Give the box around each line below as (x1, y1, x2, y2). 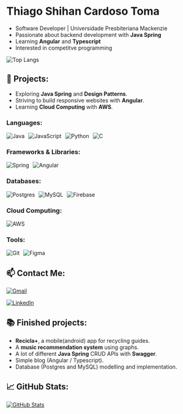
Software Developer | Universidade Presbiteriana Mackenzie (15, 25, 168, 32)
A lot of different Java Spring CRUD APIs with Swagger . (15, 350, 157, 357)
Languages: (6, 118, 43, 127)
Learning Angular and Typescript (15, 37, 101, 45)
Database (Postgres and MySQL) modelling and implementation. (15, 363, 177, 370)
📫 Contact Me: (6, 268, 65, 278)
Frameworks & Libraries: (6, 147, 81, 156)
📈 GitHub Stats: (6, 381, 69, 392)
